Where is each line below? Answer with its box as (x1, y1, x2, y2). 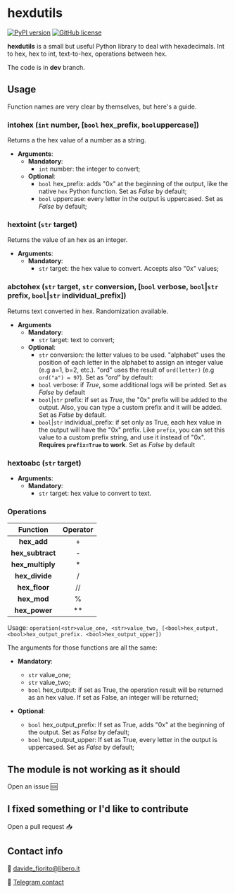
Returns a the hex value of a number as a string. (7, 136, 146, 145)
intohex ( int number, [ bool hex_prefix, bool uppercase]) (7, 120, 199, 130)
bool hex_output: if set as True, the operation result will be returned (27, 686, 224, 694)
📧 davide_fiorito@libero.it (7, 864, 80, 873)
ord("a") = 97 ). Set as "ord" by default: (38, 372, 153, 382)
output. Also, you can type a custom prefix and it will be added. (38, 403, 222, 411)
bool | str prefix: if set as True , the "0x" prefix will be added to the (38, 395, 227, 403)
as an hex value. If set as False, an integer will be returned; (27, 693, 199, 702)
